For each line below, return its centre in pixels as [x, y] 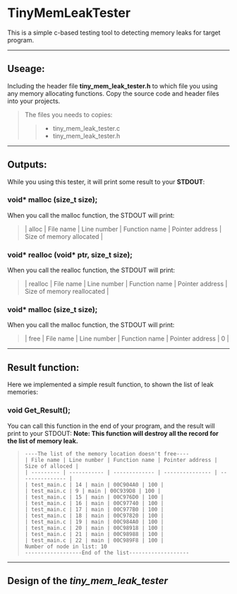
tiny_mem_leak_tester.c [86, 128]
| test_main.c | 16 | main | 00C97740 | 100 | [94, 503]
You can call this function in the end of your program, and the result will [111, 426]
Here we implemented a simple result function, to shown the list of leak [110, 385]
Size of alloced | [51, 466]
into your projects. [34, 101]
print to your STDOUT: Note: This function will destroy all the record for [113, 433]
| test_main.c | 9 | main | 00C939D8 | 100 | [92, 491]
